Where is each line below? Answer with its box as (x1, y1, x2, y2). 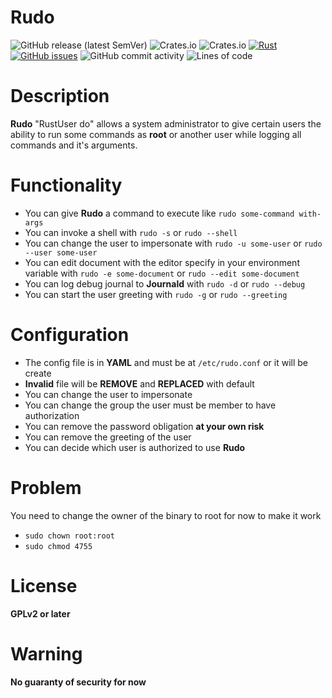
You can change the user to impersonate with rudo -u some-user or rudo (24, 237, 323, 249)
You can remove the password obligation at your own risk (24, 420, 265, 432)
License (10, 574, 78, 597)
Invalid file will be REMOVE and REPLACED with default (24, 377, 255, 390)
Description (10, 85, 110, 108)
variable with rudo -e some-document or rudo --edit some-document (24, 267, 300, 279)
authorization (24, 409, 80, 421)
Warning (10, 642, 83, 665)
